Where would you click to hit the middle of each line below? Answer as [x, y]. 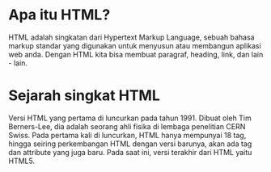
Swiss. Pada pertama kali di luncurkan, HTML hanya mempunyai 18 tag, [127, 135]
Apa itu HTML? [59, 15]
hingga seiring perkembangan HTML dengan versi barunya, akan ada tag [130, 144]
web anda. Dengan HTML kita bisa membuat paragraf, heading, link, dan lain [136, 54]
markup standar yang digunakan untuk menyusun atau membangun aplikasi [135, 45]
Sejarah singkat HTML [84, 96]
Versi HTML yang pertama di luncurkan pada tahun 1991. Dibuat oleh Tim [130, 118]
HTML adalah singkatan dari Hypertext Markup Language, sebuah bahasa [131, 37]
